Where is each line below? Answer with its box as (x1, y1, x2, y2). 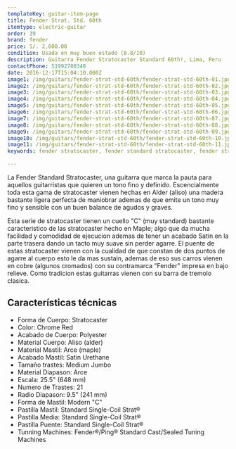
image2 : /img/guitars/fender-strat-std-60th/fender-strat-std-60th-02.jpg (7, 82, 231, 89)
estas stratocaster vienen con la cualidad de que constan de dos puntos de (7, 247, 225, 255)
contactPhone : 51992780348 (7, 63, 86, 70)
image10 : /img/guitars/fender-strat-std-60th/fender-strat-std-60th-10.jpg (7, 134, 234, 141)
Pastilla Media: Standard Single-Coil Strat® (17, 412, 142, 421)
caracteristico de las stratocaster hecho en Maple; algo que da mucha (7, 224, 210, 232)
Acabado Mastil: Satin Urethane (17, 353, 110, 361)
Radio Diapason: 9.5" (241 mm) (17, 390, 107, 398)
